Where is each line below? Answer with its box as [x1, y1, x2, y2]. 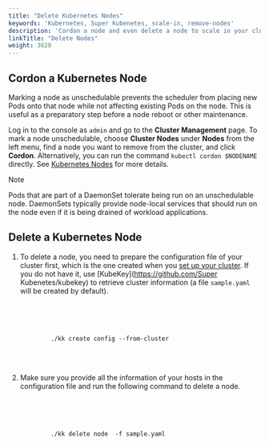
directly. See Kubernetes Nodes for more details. [8, 159, 170, 168]
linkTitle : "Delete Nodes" [8, 34, 98, 43]
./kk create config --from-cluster [50, 334, 170, 343]
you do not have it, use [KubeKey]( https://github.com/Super [19, 269, 218, 278]
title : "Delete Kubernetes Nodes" [8, 11, 124, 20]
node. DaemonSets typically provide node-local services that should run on [8, 198, 258, 209]
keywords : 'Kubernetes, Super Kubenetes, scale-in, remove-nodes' [8, 19, 235, 27]
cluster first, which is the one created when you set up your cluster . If [19, 260, 250, 270]
